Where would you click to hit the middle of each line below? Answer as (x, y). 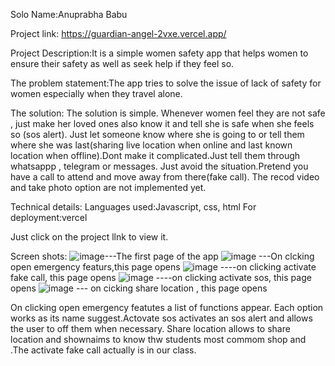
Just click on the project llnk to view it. (89, 237)
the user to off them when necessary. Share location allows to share (150, 328)
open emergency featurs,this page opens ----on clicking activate (163, 267)
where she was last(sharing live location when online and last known (151, 145)
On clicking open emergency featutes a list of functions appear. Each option (167, 307)
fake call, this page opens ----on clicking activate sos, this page (161, 277)
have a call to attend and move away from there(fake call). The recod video (165, 177)
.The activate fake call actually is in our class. (103, 350)
